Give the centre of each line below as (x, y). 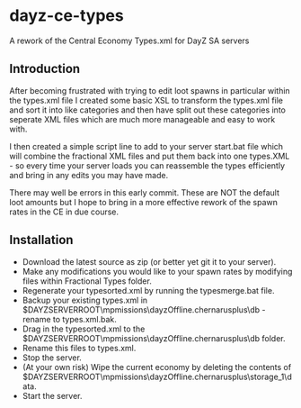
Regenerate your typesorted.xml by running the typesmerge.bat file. (148, 290)
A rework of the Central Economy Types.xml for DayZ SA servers (129, 41)
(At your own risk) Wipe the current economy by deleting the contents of (157, 367)
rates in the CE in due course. (64, 212)
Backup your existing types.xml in (85, 300)
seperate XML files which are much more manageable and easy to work (142, 119)
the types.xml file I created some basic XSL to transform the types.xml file (146, 100)
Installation (41, 240)
